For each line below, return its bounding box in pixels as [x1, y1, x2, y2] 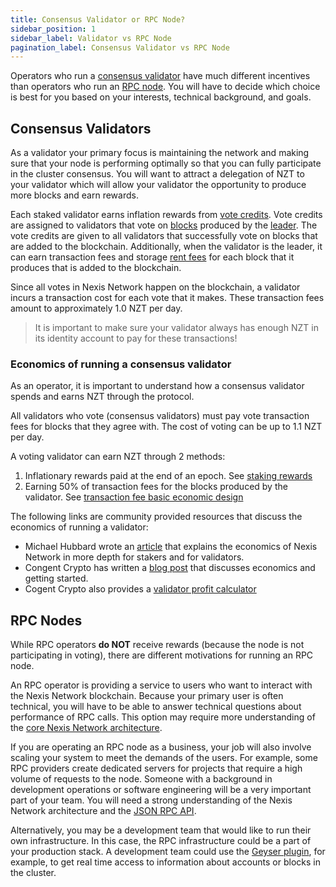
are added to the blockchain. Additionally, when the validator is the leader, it [10, 241, 323, 253]
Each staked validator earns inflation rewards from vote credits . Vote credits [10, 209, 323, 221]
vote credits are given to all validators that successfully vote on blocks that [10, 230, 318, 242]
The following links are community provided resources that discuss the [10, 511, 303, 523]
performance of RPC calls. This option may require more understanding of [10, 711, 316, 723]
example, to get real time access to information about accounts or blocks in [10, 856, 321, 868]
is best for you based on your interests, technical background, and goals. [10, 91, 312, 103]
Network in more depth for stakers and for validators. [24, 551, 245, 563]
